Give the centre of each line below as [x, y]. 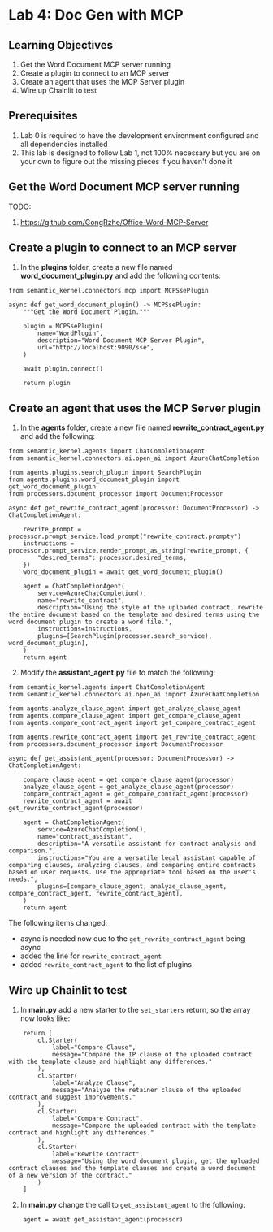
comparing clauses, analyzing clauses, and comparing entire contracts [132, 865]
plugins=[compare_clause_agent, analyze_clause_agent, [132, 887]
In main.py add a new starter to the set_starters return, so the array [135, 1010]
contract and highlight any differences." [81, 1133]
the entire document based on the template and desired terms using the [134, 615]
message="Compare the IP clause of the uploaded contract [152, 1055]
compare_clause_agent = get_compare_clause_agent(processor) [128, 780]
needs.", [23, 879]
